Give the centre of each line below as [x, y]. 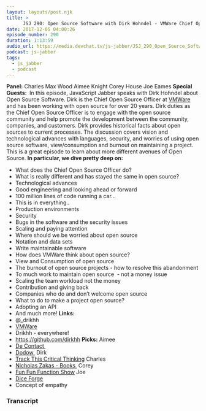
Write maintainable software [51, 248]
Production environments [47, 209]
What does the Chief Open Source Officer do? [73, 170]
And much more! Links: [45, 313]
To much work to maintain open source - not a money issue [91, 274]
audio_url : [20, 47]
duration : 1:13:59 [30, 40]
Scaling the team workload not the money [68, 281]
